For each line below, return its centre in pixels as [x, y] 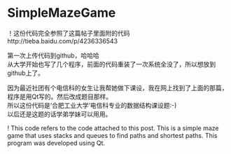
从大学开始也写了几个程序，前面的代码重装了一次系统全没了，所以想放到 [111, 64]
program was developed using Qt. [56, 143]
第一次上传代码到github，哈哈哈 [53, 55]
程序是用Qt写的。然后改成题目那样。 [60, 97]
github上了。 [26, 73]
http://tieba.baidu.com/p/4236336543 [62, 41]
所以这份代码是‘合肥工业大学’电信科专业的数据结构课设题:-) [92, 105]
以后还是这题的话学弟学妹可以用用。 [59, 114]
